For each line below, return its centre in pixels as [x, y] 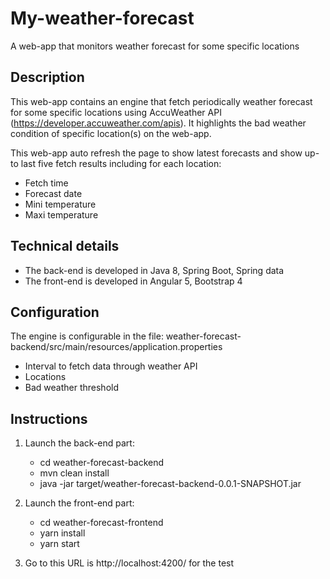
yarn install [62, 533]
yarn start [59, 544]
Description [47, 77]
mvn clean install [74, 473]
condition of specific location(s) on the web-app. [111, 133]
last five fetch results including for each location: [121, 163]
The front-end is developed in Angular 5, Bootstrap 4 [133, 281]
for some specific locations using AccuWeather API [116, 112]
